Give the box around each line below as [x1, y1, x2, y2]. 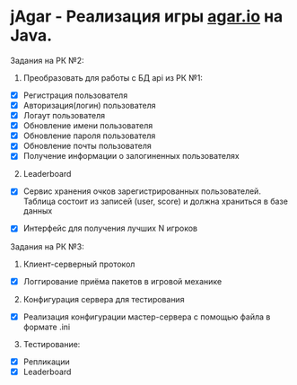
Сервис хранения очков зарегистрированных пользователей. [22, 186, 261, 197]
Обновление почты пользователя [22, 141, 152, 152]
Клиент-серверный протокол [22, 258, 135, 269]
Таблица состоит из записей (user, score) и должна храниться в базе [22, 196, 288, 207]
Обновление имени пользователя [22, 120, 153, 131]
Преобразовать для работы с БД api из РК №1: [22, 72, 203, 83]
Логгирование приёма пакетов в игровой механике [22, 276, 223, 286]
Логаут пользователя [22, 110, 106, 121]
